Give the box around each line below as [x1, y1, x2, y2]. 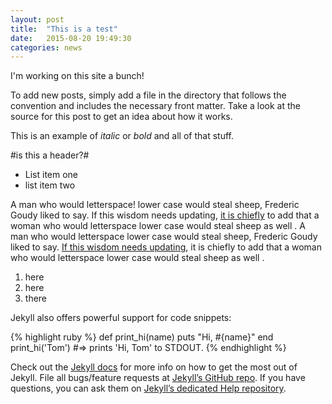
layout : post [10, 14, 65, 25]
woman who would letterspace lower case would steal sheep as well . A [10, 220, 306, 232]
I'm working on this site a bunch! [10, 70, 145, 82]
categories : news [10, 42, 83, 53]
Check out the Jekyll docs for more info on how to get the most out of [10, 361, 298, 373]
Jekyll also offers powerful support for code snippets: [10, 312, 232, 324]
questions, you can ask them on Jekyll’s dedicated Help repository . [10, 382, 287, 395]
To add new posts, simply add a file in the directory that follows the [10, 89, 287, 101]
